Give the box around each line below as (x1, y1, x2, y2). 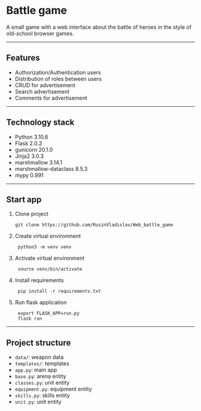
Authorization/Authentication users (14, 68, 101, 76)
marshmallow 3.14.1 (14, 158, 63, 166)
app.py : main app (14, 367, 57, 374)
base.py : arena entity (14, 373, 67, 380)
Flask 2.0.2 (14, 139, 42, 147)
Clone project (14, 211, 49, 218)
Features (6, 53, 40, 63)
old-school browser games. (6, 29, 74, 37)
